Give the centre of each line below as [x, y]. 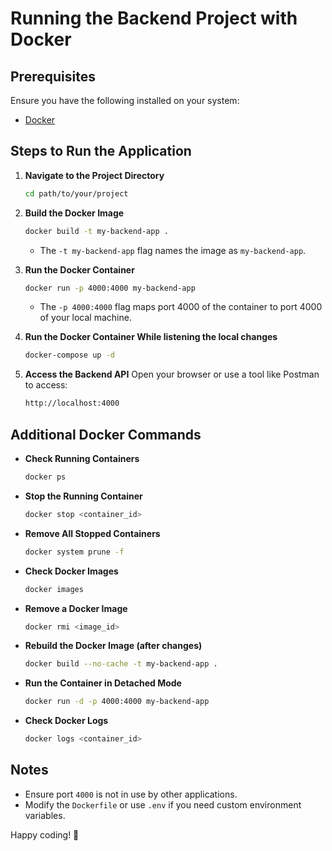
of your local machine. [85, 318]
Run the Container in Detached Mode [103, 683]
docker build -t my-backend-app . [96, 231]
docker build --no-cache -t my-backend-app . [121, 664]
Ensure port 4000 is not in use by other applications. [131, 794]
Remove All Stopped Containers [92, 533]
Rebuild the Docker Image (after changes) [113, 646]
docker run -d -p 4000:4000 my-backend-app [117, 702]
